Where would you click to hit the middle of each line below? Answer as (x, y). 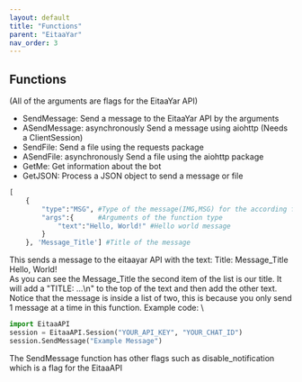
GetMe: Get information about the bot (92, 167)
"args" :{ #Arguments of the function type (132, 217)
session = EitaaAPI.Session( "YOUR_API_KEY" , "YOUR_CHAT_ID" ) (126, 333)
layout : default (40, 18)
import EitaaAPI (40, 324)
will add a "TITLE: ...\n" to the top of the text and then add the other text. (143, 288)
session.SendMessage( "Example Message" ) (86, 341)
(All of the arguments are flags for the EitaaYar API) (104, 101)
